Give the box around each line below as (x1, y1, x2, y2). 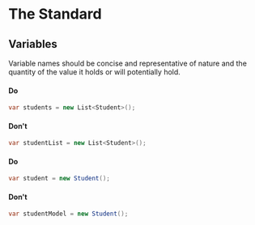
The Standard (8, 5, 103, 23)
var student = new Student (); (8, 175, 111, 183)
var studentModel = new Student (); (8, 210, 129, 219)
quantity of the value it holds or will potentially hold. (8, 67, 181, 77)
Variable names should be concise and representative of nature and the (8, 58, 247, 68)
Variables (8, 37, 58, 51)
